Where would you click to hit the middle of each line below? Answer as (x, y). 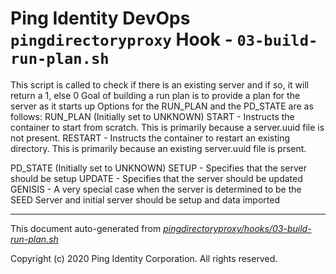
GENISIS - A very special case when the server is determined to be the (156, 189)
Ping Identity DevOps (100, 18)
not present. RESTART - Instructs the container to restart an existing (150, 138)
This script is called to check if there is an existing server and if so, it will (160, 84)
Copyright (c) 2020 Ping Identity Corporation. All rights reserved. (144, 258)
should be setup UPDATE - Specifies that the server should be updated (156, 178)
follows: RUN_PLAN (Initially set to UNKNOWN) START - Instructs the (152, 116)
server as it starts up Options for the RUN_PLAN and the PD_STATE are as (162, 106)
